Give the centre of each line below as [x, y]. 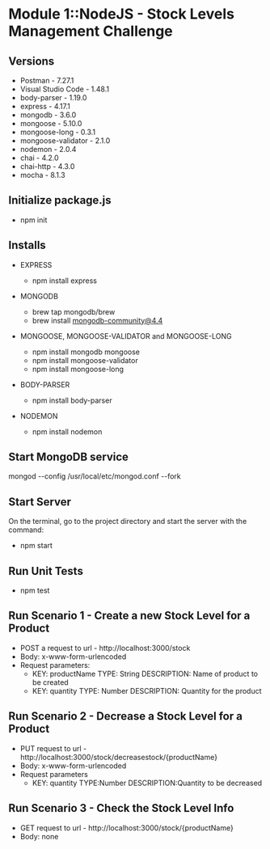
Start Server [40, 502]
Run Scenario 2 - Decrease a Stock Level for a [125, 716]
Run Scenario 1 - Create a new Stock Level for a [129, 616]
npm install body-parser [72, 400]
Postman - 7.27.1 [47, 80]
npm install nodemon [67, 431]
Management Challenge [91, 31]
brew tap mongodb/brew [74, 311]
